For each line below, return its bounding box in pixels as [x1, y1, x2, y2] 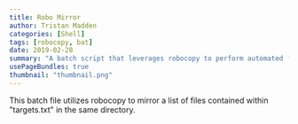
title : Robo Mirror [9, 12, 82, 22]
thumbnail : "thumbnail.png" [9, 71, 114, 80]
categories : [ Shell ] [9, 29, 86, 38]
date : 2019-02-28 [9, 46, 74, 55]
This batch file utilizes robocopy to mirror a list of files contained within [9, 95, 269, 105]
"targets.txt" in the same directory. [9, 104, 136, 115]
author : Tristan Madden [9, 21, 98, 30]
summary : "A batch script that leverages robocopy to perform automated [9, 54, 284, 63]
